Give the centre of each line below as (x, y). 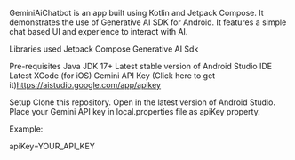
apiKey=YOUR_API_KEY (52, 146)
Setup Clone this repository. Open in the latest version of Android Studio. (142, 102)
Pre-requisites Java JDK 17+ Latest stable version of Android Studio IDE (141, 66)
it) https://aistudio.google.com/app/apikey (85, 85)
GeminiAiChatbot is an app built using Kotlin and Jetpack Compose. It (136, 13)
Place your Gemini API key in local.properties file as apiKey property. (135, 112)
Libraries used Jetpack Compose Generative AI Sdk (104, 49)
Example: (26, 129)
